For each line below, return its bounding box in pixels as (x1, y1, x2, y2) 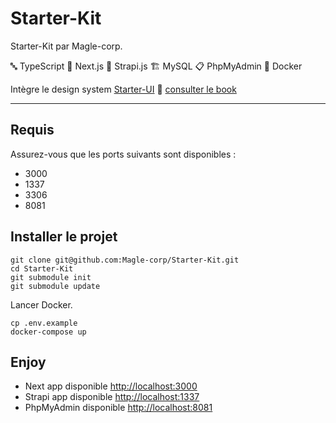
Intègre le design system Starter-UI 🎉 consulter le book (10, 83, 237, 95)
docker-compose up (10, 327, 87, 337)
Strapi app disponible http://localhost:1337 (24, 391, 200, 403)
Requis (10, 122, 55, 139)
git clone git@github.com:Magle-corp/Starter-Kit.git (10, 255, 240, 265)
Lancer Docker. (10, 298, 73, 311)
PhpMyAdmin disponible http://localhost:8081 (24, 402, 213, 414)
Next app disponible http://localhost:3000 (24, 380, 198, 392)
